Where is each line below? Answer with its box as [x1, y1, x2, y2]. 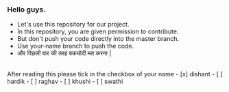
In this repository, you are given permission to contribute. [16, 27, 179, 35]
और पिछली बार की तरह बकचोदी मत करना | [16, 49, 112, 57]
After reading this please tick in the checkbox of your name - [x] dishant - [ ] [7, 70, 223, 78]
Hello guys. [7, 5, 46, 14]
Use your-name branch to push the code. [16, 42, 134, 50]
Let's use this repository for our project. [16, 20, 130, 29]
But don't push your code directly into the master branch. [16, 35, 180, 43]
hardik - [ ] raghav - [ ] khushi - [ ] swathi [7, 77, 123, 86]
